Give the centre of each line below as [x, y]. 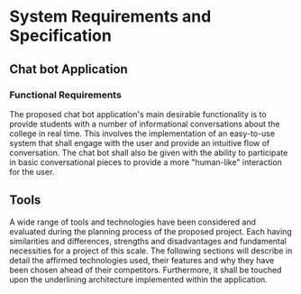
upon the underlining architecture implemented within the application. [138, 279]
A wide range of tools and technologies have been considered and [133, 222]
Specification [61, 36]
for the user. [32, 171]
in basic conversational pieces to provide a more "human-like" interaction [146, 162]
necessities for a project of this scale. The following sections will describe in [151, 251]
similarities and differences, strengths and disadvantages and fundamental [148, 241]
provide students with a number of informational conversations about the [145, 124]
